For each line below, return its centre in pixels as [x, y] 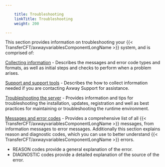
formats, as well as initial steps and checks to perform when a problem [78, 68]
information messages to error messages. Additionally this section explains [83, 129]
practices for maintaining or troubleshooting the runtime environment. [77, 109]
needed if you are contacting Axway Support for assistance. [67, 88]
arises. [12, 73]
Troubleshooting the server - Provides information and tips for [69, 98]
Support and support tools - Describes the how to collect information [76, 83]
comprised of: [20, 53]
